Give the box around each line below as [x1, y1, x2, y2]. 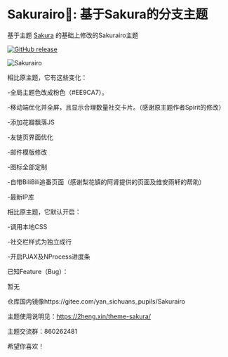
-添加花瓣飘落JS [7, 117, 55, 126]
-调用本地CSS [7, 222, 48, 231]
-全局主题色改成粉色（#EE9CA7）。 [7, 88, 109, 96]
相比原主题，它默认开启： [7, 207, 81, 216]
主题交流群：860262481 [7, 327, 78, 335]
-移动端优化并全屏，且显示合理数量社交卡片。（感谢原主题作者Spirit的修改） [7, 103, 225, 111]
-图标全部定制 [7, 162, 48, 171]
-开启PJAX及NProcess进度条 [7, 252, 90, 261]
